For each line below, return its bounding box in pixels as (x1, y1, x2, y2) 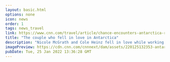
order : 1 (5, 21, 24, 26)
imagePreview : (5, 44, 35, 49)
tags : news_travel (5, 26, 44, 31)
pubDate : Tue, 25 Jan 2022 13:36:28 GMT (5, 49, 92, 54)
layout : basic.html (5, 7, 47, 12)
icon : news (5, 16, 28, 21)
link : (5, 30, 17, 35)
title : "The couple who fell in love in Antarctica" (5, 35, 119, 40)
